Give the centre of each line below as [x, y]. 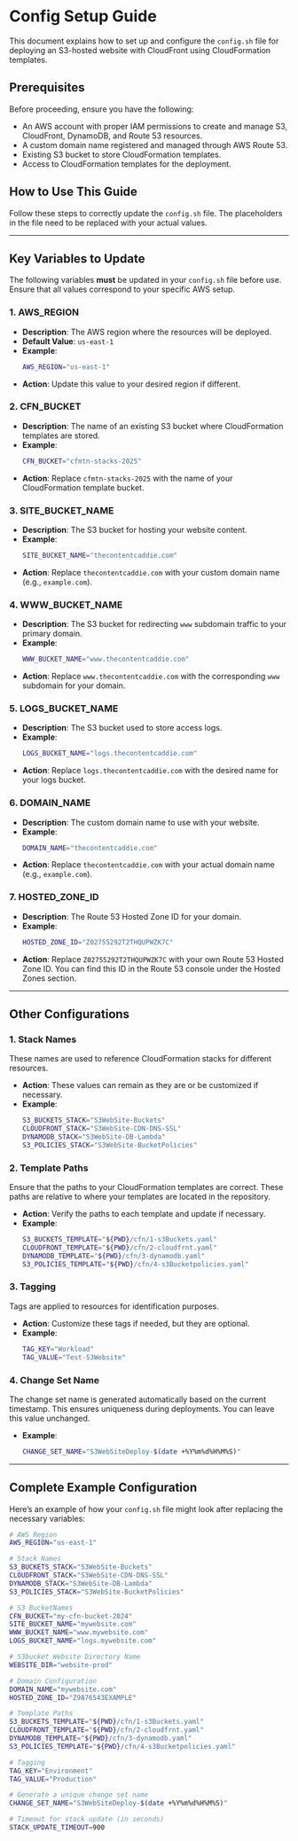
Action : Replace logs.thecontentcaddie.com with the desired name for [150, 771]
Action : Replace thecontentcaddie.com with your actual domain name [148, 865]
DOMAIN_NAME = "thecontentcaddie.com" [90, 848]
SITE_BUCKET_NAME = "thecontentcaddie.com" [100, 556]
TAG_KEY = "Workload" [58, 1349]
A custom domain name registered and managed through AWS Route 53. [155, 145]
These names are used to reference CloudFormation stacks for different [141, 1059]
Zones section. [49, 978]
